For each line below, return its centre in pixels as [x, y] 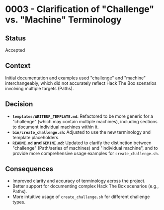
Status [16, 38]
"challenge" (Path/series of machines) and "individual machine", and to [85, 148]
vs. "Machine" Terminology [63, 20]
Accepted [15, 50]
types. [19, 202]
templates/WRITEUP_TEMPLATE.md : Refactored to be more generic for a [82, 116]
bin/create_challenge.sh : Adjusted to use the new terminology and [81, 132]
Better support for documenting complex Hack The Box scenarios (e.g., [85, 186]
